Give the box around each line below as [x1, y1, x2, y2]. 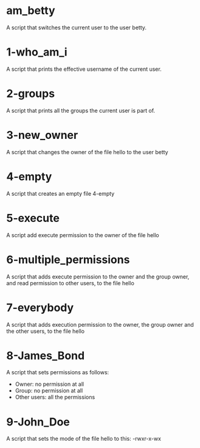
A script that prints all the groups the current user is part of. [6, 107, 156, 114]
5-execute [6, 211, 60, 225]
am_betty [6, 4, 56, 18]
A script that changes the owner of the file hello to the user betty [6, 148, 168, 155]
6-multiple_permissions [6, 252, 130, 266]
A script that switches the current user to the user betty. [6, 24, 147, 31]
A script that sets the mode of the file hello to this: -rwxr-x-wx [6, 435, 161, 443]
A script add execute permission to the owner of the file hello [6, 231, 159, 238]
